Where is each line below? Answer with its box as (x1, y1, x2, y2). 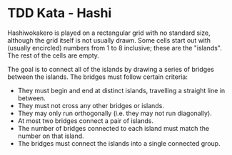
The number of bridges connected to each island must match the (17, 124, 209, 132)
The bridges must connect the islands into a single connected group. (17, 139, 221, 147)
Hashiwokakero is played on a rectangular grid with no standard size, (7, 28, 211, 37)
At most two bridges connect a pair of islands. (17, 116, 153, 125)
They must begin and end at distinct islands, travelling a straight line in (17, 86, 226, 95)
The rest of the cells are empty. (7, 51, 100, 60)
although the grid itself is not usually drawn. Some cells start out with (7, 36, 211, 44)
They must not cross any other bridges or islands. (17, 101, 164, 109)
